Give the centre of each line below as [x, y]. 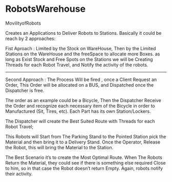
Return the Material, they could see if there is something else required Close [85, 163]
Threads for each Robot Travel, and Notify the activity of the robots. [77, 65]
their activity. [19, 174]
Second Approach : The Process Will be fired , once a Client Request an [81, 79]
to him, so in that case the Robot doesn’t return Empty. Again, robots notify [84, 168]
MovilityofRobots [23, 23]
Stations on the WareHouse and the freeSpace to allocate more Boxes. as [83, 54]
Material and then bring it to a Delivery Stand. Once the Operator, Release [83, 142]
